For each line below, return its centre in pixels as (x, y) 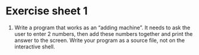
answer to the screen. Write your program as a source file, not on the (99, 40)
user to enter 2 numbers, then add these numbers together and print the (103, 33)
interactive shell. (34, 47)
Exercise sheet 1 (47, 11)
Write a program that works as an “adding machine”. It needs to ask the (102, 27)
